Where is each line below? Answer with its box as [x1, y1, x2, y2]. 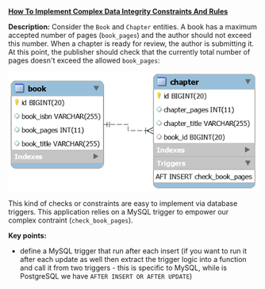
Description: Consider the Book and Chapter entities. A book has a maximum [8, 22, 258, 31]
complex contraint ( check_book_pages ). [8, 215, 133, 225]
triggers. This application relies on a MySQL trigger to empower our [8, 207, 229, 216]
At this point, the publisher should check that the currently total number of [8, 48, 251, 56]
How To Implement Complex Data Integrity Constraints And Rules [8, 7, 229, 16]
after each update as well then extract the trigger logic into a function [19, 254, 248, 264]
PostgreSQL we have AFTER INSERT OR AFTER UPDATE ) [19, 271, 193, 280]
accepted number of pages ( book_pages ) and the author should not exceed [8, 31, 252, 40]
